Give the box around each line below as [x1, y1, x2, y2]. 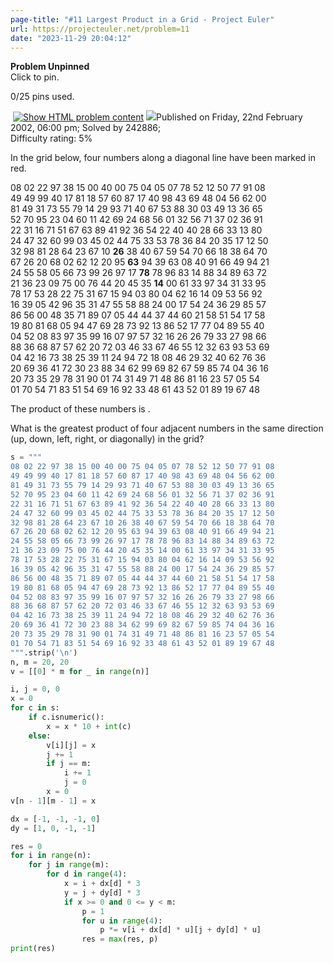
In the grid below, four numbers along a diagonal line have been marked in [10, 152, 316, 164]
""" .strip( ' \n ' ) [10, 647, 78, 658]
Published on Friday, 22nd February [156, 111, 303, 123]
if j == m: [46, 759, 92, 769]
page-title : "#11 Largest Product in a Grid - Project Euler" [10, 14, 275, 25]
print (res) [10, 944, 56, 954]
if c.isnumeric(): [28, 712, 105, 722]
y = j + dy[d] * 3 [63, 887, 141, 898]
